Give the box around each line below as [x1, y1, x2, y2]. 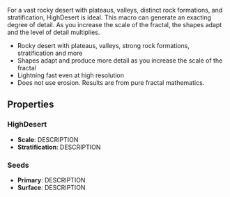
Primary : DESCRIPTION [17, 175, 86, 184]
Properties [7, 99, 54, 111]
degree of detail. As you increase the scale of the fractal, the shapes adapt [7, 21, 222, 29]
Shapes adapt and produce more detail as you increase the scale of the [17, 56, 223, 65]
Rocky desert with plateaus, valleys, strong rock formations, [17, 42, 190, 49]
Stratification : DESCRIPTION [17, 143, 101, 151]
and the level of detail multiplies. [7, 28, 100, 36]
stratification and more [17, 49, 83, 57]
